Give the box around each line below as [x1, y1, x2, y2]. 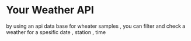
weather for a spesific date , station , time [6, 28, 106, 35]
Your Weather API [6, 3, 95, 17]
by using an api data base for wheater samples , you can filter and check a [6, 23, 186, 29]
